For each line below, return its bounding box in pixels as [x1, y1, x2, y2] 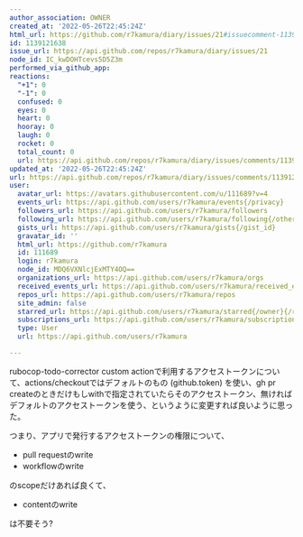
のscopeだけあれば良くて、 [9, 479, 111, 490]
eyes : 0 [17, 106, 47, 115]
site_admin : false [17, 299, 87, 308]
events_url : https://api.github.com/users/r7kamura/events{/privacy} [17, 198, 284, 208]
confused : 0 [17, 97, 63, 106]
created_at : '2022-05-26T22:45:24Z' [9, 22, 147, 31]
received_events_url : [17, 282, 99, 291]
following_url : [17, 214, 75, 224]
